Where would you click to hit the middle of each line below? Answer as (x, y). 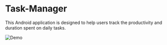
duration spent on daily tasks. (36, 27)
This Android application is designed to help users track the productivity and (84, 22)
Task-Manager (36, 9)
